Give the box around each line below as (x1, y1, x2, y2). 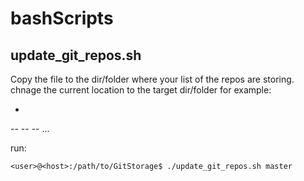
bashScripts (10, 7, 114, 30)
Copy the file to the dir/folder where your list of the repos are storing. (10, 73, 295, 85)
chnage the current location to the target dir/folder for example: (10, 84, 272, 96)
